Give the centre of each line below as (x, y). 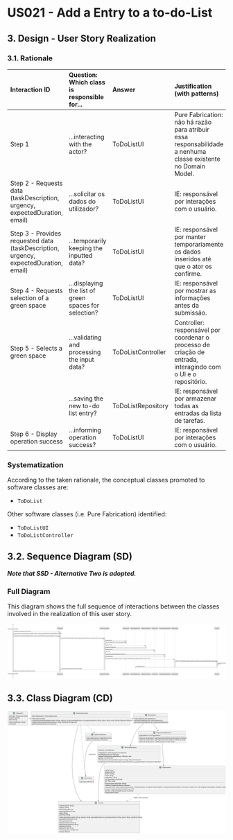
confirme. (188, 274)
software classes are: (38, 487)
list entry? (83, 413)
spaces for (84, 306)
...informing (85, 430)
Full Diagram (29, 591)
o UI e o (185, 374)
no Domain (190, 166)
